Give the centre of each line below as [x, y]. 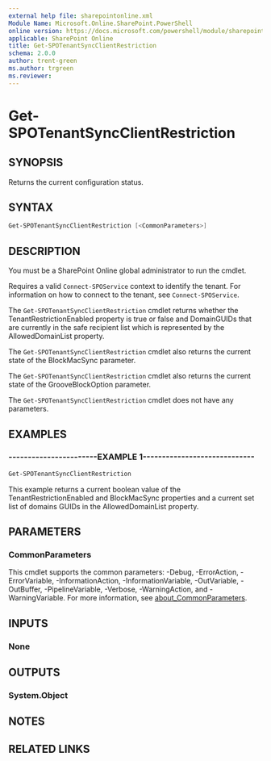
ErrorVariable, [31, 581]
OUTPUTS [34, 673]
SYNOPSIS [36, 163]
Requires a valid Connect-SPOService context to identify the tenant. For [125, 286]
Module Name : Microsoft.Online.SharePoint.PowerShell [101, 23]
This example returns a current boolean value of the [95, 489]
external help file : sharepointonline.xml [81, 16]
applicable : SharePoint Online [61, 38]
